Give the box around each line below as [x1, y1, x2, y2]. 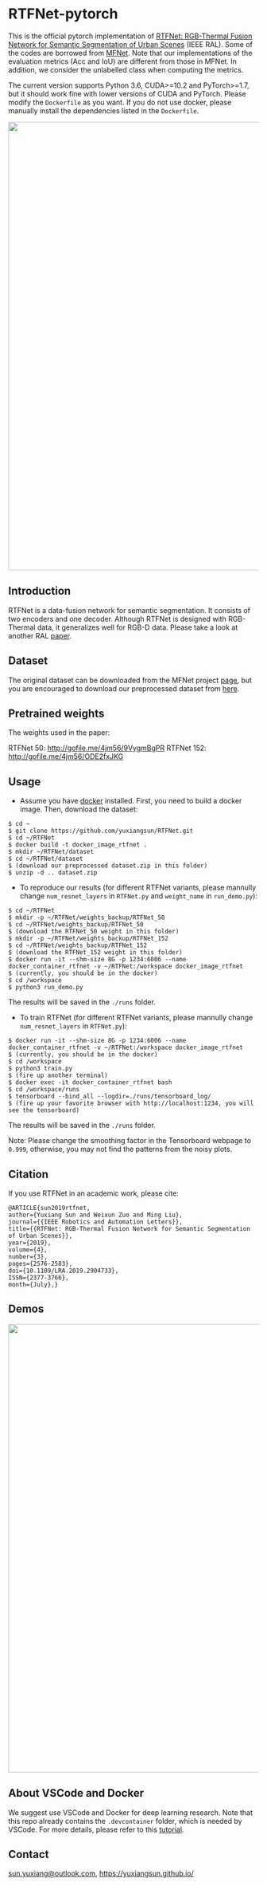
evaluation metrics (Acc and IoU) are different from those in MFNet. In [8, 57, 237, 66]
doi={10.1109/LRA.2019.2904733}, [8, 1267, 119, 1275]
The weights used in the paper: [8, 728, 110, 737]
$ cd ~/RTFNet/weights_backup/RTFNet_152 [8, 941, 148, 949]
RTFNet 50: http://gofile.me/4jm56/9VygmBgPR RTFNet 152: [8, 743, 207, 753]
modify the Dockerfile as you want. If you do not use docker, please [8, 97, 232, 107]
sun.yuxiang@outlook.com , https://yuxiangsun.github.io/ [8, 1868, 195, 1878]
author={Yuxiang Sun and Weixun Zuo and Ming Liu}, [8, 1211, 183, 1219]
